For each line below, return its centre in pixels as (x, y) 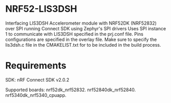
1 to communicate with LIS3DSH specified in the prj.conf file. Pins (74, 34)
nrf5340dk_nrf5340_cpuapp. (36, 95)
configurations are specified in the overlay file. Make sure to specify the (81, 39)
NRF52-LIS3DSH (41, 9)
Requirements (36, 66)
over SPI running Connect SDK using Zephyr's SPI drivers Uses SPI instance (86, 28)
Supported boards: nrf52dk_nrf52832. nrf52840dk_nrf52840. (71, 90)
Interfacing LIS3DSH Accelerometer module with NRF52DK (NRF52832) (81, 23)
